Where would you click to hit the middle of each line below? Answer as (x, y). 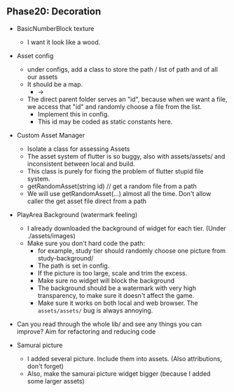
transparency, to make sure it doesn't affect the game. (116, 295)
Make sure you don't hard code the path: (86, 243)
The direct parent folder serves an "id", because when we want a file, (127, 99)
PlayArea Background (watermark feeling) (77, 214)
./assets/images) (51, 235)
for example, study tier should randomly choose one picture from (131, 250)
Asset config (35, 55)
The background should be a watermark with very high (117, 288)
